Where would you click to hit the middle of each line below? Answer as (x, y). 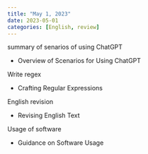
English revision (30, 102)
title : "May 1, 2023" (39, 14)
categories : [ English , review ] (53, 27)
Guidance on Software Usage (61, 143)
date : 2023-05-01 (33, 20)
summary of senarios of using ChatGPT (65, 47)
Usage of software (34, 129)
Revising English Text (49, 115)
